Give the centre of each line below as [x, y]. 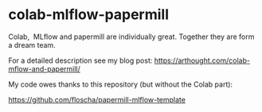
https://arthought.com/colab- [202, 60]
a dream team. [32, 44]
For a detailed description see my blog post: [80, 60]
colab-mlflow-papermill [89, 15]
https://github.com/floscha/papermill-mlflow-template [97, 99]
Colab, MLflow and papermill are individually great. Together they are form [131, 37]
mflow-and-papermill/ [45, 68]
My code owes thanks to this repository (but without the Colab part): [121, 84]
